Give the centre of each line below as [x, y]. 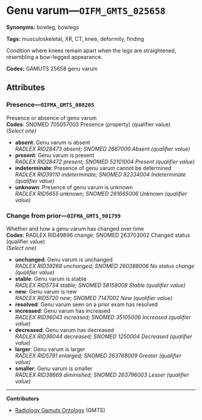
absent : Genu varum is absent [52, 142]
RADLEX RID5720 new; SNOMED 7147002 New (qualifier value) [94, 298]
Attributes [26, 88]
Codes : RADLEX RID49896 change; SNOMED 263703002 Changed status [98, 235]
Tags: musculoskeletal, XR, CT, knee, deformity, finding [75, 39]
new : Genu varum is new [46, 291]
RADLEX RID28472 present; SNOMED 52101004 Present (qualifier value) [105, 161]
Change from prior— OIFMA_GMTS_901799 [64, 216]
